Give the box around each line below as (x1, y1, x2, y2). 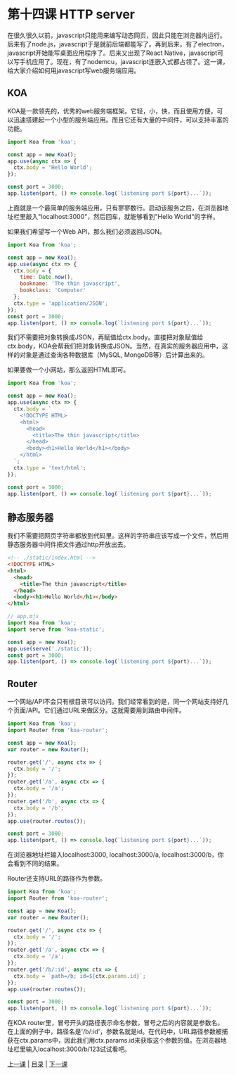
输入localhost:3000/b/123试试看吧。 (25, 1045, 131, 1053)
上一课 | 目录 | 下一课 (7, 1060, 68, 1069)
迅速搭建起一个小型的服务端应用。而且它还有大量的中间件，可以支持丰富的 (13, 115, 229, 124)
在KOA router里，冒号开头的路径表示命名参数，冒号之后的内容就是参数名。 (7, 1019, 224, 1027)
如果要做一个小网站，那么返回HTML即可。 (7, 365, 130, 374)
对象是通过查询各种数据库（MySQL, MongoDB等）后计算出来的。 (19, 351, 209, 359)
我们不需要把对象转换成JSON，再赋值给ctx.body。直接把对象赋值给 (7, 333, 204, 341)
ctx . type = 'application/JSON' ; (13, 300, 109, 307)
